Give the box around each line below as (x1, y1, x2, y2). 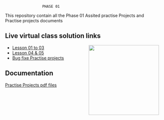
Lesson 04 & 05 (12, 50, 44, 55)
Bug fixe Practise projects (12, 55, 64, 61)
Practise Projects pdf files (5, 82, 57, 88)
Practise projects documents (5, 18, 63, 23)
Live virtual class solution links (5, 32, 101, 40)
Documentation (5, 69, 54, 77)
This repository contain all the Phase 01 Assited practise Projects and (5, 13, 144, 18)
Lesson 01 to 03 (12, 45, 44, 51)
